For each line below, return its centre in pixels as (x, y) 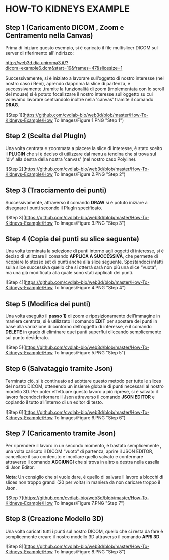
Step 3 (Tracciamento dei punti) (56, 190)
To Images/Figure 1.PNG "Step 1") (89, 120)
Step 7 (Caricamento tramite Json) (61, 434)
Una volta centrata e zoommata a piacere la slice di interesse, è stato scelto (84, 148)
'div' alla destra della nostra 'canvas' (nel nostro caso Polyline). (71, 159)
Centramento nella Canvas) (49, 35)
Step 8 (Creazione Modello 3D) (55, 519)
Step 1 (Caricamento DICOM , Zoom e (65, 28)
